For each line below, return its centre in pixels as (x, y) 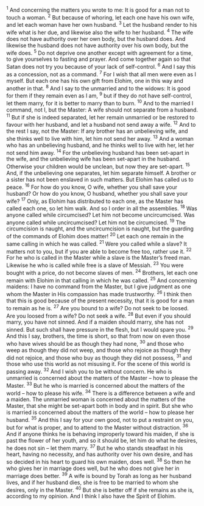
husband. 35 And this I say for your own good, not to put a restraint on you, (100, 419)
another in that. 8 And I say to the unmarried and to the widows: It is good (98, 88)
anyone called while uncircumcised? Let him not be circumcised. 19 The (96, 222)
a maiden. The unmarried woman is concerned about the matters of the (96, 399)
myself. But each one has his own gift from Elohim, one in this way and (95, 80)
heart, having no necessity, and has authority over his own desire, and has (100, 454)
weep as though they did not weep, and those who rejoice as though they (98, 350)
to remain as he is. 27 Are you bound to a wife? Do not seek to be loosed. (97, 308)
